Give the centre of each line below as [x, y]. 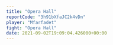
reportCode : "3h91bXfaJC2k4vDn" [46, 17]
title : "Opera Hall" [32, 11]
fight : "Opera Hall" [32, 28]
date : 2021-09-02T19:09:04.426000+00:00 [57, 33]
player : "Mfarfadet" [32, 22]
